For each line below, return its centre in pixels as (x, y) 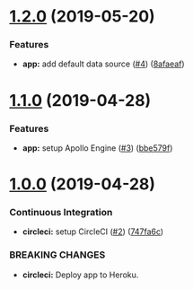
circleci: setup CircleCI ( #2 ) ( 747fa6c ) (93, 232)
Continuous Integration (61, 213)
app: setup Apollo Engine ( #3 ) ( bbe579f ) (97, 148)
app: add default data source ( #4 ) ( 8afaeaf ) (104, 64)
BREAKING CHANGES (57, 255)
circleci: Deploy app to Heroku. (80, 275)
